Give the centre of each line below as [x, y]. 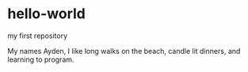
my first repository [38, 36]
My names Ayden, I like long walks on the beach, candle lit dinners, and [124, 51]
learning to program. [41, 59]
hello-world [47, 14]
